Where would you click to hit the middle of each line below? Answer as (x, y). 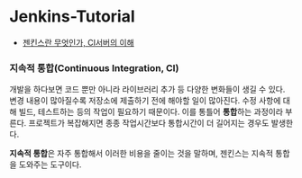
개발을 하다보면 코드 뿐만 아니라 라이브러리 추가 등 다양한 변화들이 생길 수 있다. (147, 89)
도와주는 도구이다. (50, 165)
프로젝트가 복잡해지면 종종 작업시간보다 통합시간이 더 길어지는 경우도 (149, 123)
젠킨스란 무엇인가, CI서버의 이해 (78, 42)
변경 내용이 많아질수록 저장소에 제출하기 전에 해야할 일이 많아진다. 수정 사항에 (145, 101)
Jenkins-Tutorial (72, 17)
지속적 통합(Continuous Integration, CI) (94, 67)
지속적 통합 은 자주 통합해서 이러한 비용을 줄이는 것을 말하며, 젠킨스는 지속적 (141, 154)
